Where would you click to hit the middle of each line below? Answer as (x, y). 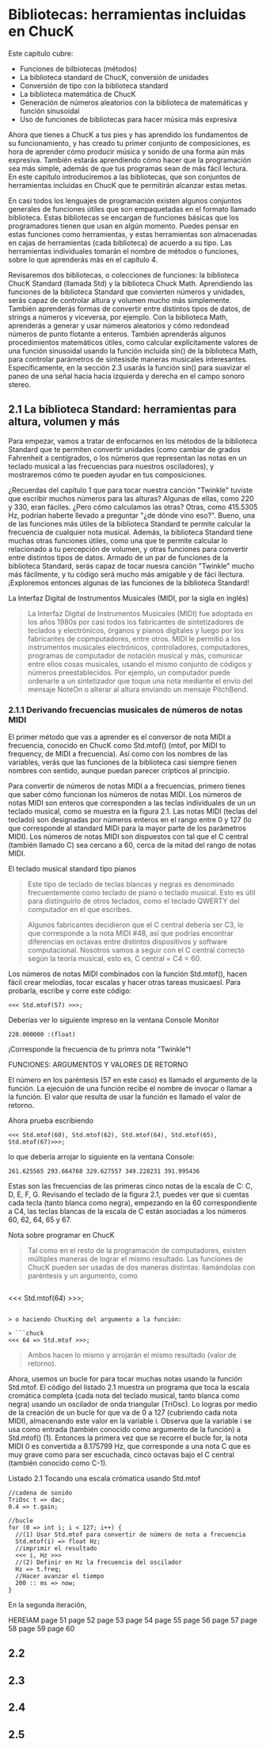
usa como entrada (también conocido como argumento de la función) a (125, 1430)
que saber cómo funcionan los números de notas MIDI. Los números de (125, 795)
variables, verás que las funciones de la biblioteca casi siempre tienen (123, 762)
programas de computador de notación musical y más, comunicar (135, 655)
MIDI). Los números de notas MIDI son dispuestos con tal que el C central (128, 837)
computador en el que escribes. (80, 910)
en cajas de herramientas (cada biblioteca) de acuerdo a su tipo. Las (120, 243)
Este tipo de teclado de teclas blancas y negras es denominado (131, 884)
